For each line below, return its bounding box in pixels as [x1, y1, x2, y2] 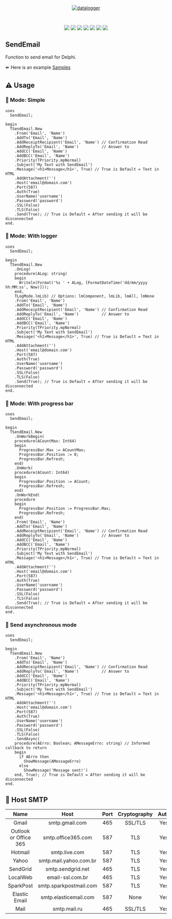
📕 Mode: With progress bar [5, 400, 74, 407]
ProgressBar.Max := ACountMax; [18, 448, 86, 453]
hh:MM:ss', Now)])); [5, 284, 50, 290]
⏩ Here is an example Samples [5, 64, 71, 70]
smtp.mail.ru [53, 905, 83, 912]
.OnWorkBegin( [14, 434, 45, 439]
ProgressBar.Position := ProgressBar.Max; [18, 506, 111, 511]
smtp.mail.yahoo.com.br [38, 857, 97, 865]
